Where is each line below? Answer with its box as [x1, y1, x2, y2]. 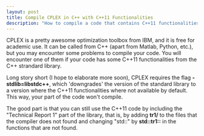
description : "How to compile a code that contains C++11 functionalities [6, 20, 200, 26]
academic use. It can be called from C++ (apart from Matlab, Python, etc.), [6, 43, 193, 50]
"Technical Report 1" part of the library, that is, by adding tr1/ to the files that [6, 111, 197, 118]
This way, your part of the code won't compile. [6, 93, 123, 100]
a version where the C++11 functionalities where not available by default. [6, 87, 188, 94]
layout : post [6, 8, 39, 15]
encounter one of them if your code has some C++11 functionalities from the [6, 56, 197, 63]
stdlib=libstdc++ [6, 80, 50, 88]
